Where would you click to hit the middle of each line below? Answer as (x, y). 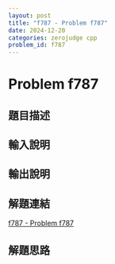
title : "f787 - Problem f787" (58, 23)
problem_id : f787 (37, 45)
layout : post (30, 15)
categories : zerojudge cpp (53, 38)
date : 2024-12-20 (37, 30)
